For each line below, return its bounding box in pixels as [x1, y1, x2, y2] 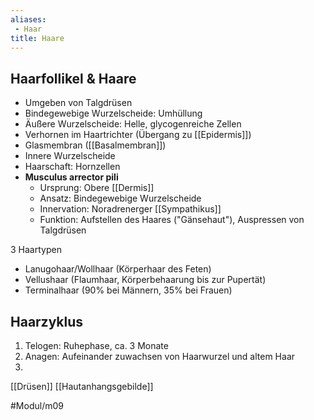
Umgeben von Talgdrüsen [24, 97, 133, 109]
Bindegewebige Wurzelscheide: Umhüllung [24, 107, 203, 120]
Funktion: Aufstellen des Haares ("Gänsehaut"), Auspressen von [39, 214, 305, 226]
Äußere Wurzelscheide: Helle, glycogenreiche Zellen [24, 118, 242, 130]
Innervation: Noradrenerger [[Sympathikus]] [39, 203, 222, 215]
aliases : [10, 14, 47, 25]
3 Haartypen [10, 244, 62, 256]
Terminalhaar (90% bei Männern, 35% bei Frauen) [24, 284, 233, 296]
